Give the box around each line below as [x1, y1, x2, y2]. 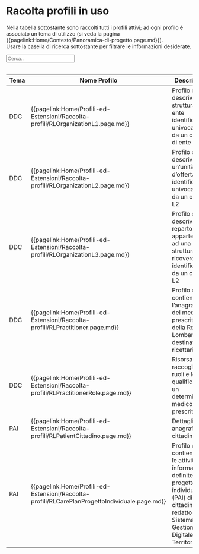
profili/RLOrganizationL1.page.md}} [30, 119, 130, 128]
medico [171, 399, 193, 408]
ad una [171, 239, 191, 247]
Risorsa [171, 355, 193, 363]
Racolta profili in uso [6, 4, 110, 18]
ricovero [171, 254, 195, 262]
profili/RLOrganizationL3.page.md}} [30, 250, 130, 259]
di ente [171, 138, 191, 146]
